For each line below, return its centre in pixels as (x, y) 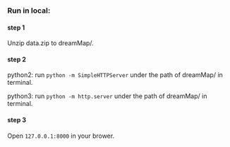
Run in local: (29, 11)
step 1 (16, 28)
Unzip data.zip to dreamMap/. (50, 43)
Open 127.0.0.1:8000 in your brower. (61, 136)
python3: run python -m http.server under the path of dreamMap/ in (107, 96)
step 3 (17, 119)
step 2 (17, 59)
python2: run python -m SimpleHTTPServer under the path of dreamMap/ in (115, 75)
